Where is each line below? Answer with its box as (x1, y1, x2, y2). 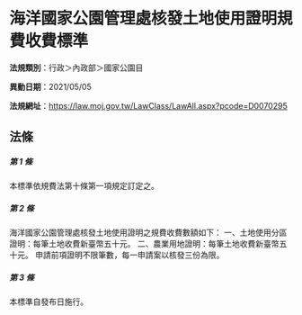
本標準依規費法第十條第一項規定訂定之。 (9, 181, 159, 192)
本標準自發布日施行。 (9, 296, 88, 307)
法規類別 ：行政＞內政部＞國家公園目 (9, 62, 144, 73)
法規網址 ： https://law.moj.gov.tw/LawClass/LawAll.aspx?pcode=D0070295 (9, 100, 288, 111)
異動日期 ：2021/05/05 (9, 81, 92, 92)
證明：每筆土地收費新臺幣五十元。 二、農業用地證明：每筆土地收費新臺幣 (9, 238, 280, 249)
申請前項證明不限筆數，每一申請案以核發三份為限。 (34, 249, 225, 261)
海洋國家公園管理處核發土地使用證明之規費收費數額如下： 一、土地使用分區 (9, 227, 288, 238)
